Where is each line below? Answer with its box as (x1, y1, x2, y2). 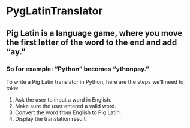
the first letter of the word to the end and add (6, 37, 177, 47)
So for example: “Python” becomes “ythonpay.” (6, 65, 149, 73)
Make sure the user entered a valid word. (14, 102, 117, 109)
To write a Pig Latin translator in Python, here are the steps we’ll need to (6, 78, 184, 85)
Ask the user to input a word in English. (14, 96, 112, 103)
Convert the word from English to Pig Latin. (14, 109, 122, 116)
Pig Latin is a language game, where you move (6, 28, 183, 38)
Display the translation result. (14, 115, 88, 122)
